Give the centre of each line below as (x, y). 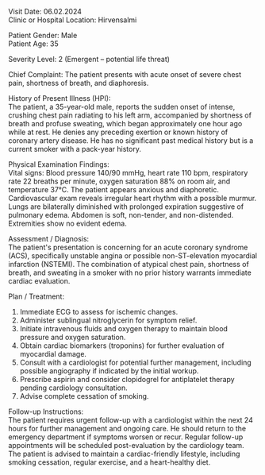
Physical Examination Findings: (59, 164)
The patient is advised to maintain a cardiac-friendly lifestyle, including (124, 454)
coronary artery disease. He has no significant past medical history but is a (131, 141)
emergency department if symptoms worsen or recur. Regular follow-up (126, 437)
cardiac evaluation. (39, 281)
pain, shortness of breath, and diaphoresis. (79, 83)
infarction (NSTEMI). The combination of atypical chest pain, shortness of (129, 264)
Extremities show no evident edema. (67, 223)
